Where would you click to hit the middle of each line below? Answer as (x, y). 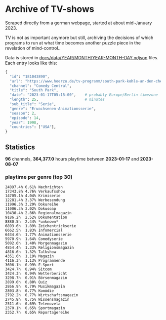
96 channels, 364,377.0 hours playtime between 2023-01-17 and (72, 159)
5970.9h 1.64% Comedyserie (34, 239)
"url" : (16, 81)
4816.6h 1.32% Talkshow (31, 252)
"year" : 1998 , (24, 122)
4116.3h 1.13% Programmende (35, 261)
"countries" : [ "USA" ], (33, 127)
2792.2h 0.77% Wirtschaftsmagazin (42, 295)
